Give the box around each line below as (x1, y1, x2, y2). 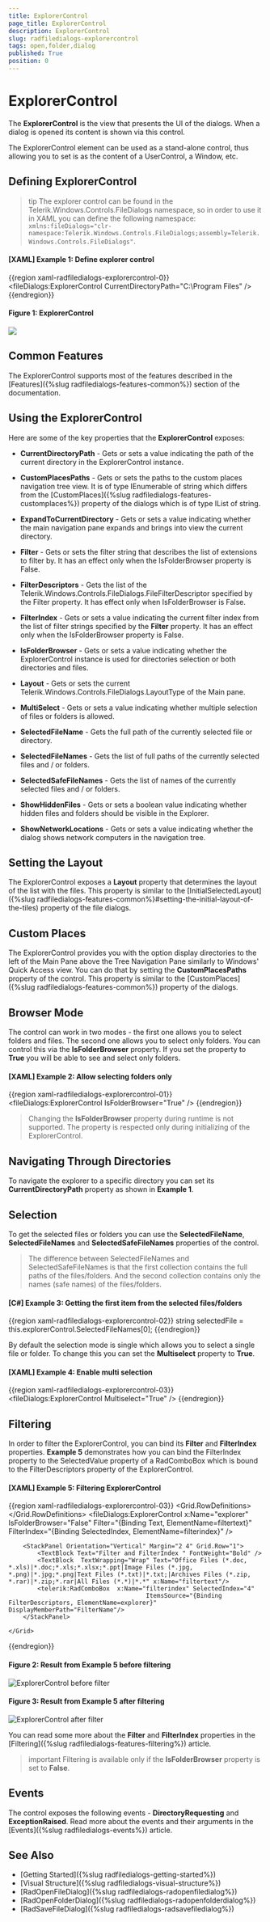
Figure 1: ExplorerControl (8, 308, 95, 318)
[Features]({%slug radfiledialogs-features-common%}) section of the (8, 379, 240, 389)
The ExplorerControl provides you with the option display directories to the (8, 948, 257, 958)
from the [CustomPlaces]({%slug (19, 490, 131, 500)
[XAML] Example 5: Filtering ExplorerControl (8, 1483, 162, 1493)
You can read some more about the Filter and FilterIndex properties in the (8, 1730, 256, 1739)
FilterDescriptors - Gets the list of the (19, 580, 147, 589)
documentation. (8, 387, 61, 397)
